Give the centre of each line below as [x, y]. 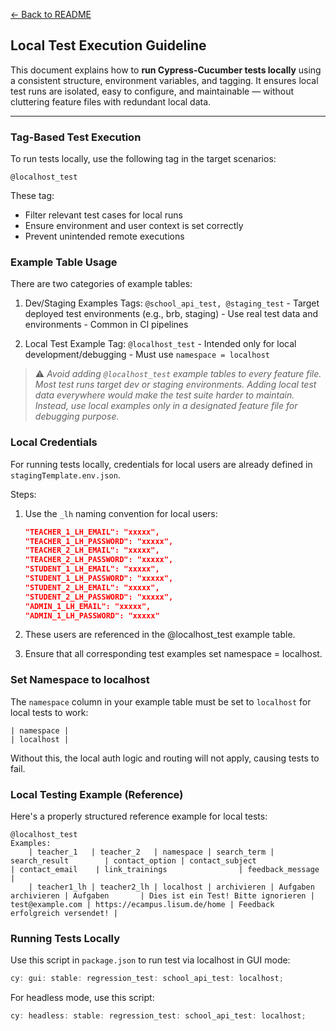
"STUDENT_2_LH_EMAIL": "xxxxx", [92, 587]
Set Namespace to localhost [80, 680]
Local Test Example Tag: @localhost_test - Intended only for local [160, 344]
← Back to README [51, 14]
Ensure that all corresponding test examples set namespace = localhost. [173, 654]
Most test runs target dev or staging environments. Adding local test [175, 385]
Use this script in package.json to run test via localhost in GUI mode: [150, 960]
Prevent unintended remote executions [104, 236]
